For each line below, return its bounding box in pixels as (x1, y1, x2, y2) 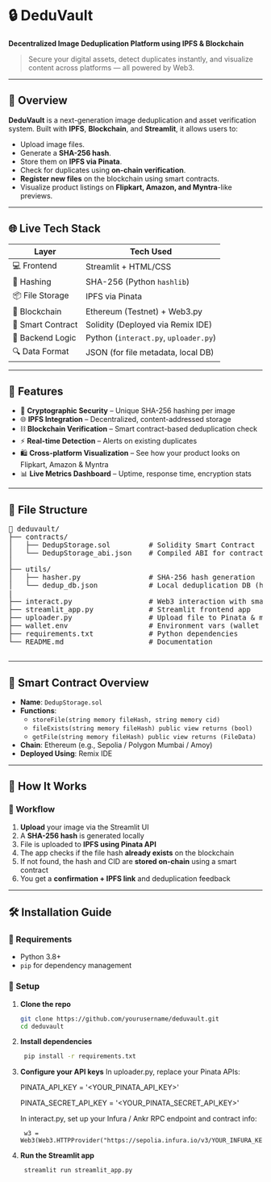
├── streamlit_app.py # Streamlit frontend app (8, 605, 252, 614)
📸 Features (8, 384, 64, 398)
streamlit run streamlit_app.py (23, 1167, 133, 1175)
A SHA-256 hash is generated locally (19, 830, 145, 840)
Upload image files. (19, 139, 85, 149)
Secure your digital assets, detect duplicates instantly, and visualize (27, 54, 254, 64)
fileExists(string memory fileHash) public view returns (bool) (31, 725, 253, 733)
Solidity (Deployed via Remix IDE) (85, 319, 212, 330)
